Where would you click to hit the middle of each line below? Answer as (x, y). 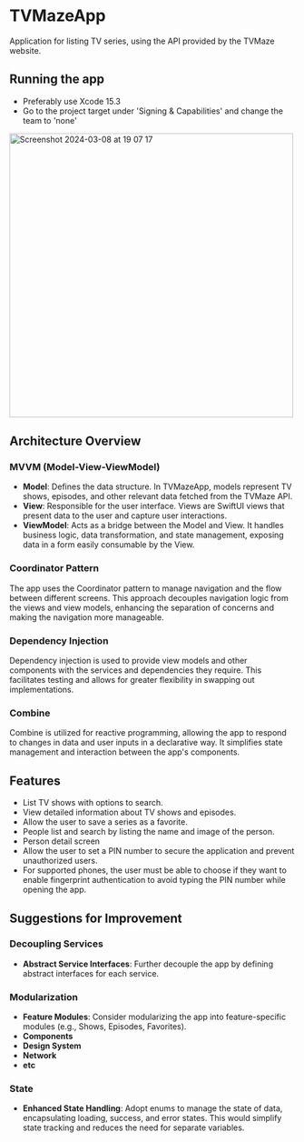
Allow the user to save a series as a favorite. (105, 822)
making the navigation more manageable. (87, 617)
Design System (52, 1046)
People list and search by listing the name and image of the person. (148, 832)
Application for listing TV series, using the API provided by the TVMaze (142, 41)
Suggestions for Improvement (96, 918)
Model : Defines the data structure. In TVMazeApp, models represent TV (157, 486)
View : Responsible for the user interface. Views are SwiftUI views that (153, 506)
